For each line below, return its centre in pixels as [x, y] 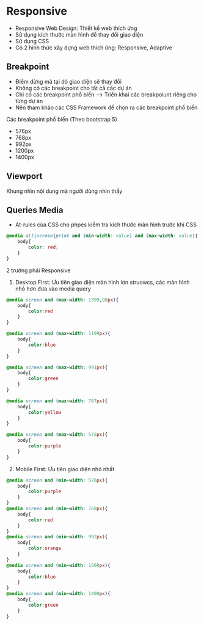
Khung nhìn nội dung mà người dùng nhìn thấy [64, 191]
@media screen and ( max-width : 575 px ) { [57, 435]
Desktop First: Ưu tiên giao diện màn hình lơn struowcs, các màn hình [102, 282]
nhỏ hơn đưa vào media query [53, 289]
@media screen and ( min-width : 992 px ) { [57, 537]
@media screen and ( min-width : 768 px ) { [57, 508]
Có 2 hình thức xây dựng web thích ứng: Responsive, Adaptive [93, 48]
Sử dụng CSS [32, 41]
